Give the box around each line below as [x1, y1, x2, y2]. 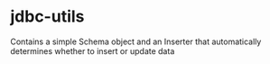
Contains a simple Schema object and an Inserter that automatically [10, 36, 262, 47]
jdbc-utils [10, 6, 85, 27]
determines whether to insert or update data [10, 45, 175, 56]
